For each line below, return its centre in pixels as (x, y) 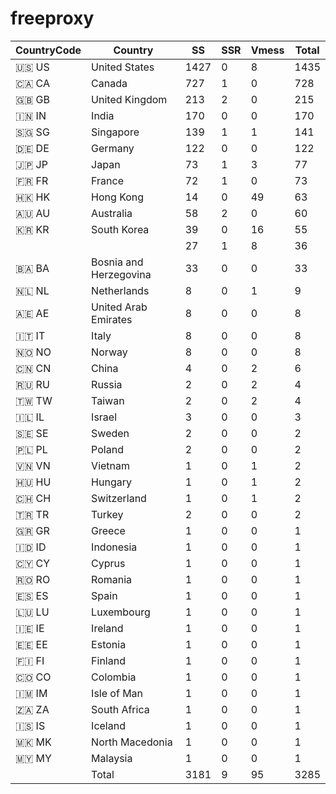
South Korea (120, 229)
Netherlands (120, 290)
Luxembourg (121, 612)
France (107, 180)
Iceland (108, 725)
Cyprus (108, 563)
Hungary (111, 482)
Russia (107, 384)
